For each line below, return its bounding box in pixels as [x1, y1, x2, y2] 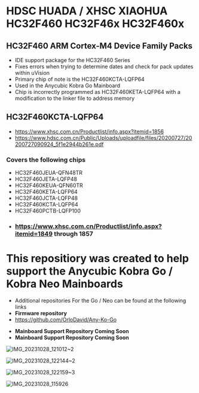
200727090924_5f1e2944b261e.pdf [14, 141, 104, 148]
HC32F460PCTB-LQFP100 [14, 208, 81, 215]
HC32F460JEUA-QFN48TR [14, 169, 82, 176]
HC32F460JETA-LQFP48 [14, 175, 78, 183]
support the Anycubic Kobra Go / [6, 264, 173, 278]
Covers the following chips [6, 156, 85, 164]
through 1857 [53, 230, 94, 238]
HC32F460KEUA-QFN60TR [14, 182, 84, 189]
